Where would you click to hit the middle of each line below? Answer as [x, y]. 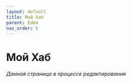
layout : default [26, 12]
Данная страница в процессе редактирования [66, 74]
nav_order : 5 [22, 28]
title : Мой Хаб [25, 17]
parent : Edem [22, 23]
